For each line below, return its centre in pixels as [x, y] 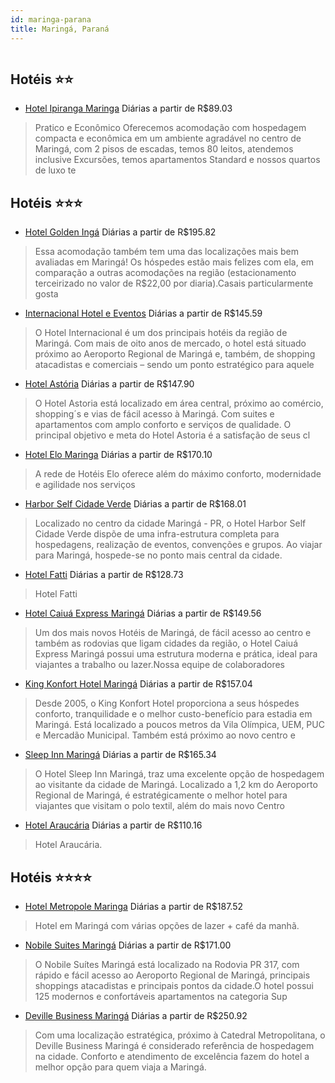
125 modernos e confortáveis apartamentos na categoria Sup [161, 996]
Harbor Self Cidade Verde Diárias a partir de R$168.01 [135, 504]
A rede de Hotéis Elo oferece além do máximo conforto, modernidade [178, 474]
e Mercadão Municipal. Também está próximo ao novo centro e [165, 735]
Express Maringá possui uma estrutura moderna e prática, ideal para [176, 654]
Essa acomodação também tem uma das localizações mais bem [166, 252]
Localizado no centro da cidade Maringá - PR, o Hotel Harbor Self [170, 523]
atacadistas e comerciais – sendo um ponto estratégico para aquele [174, 365]
